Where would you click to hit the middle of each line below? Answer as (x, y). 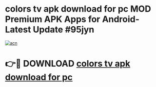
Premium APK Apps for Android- (72, 19)
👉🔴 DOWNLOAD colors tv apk (68, 64)
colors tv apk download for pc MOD (78, 9)
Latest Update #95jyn (50, 30)
